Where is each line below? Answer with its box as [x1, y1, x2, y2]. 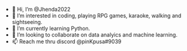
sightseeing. [11, 19, 43, 25]
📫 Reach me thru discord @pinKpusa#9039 [11, 38, 122, 45]
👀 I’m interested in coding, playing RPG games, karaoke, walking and [11, 12, 182, 19]
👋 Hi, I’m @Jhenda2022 [11, 6, 71, 13]
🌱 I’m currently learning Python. [11, 25, 91, 32]
